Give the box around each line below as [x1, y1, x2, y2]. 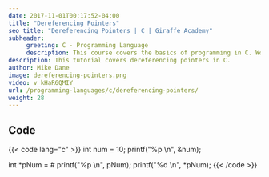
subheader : [8, 34, 45, 42]
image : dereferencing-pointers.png [8, 71, 127, 79]
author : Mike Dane [8, 64, 70, 72]
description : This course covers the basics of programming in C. [26, 49, 252, 57]
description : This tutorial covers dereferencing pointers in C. [8, 57, 231, 65]
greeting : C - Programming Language [26, 42, 149, 50]
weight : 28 [8, 94, 45, 102]
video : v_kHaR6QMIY [8, 78, 74, 86]
